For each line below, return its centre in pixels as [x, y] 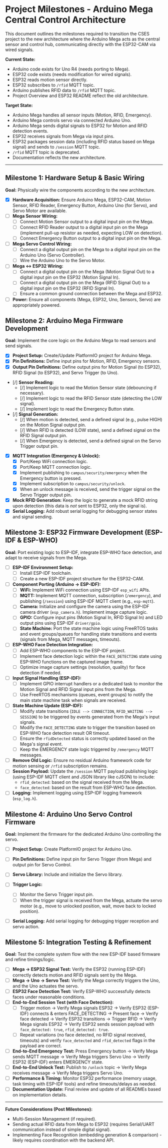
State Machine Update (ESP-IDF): [48, 705]
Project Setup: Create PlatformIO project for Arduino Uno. [72, 849]
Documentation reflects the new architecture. [59, 157]
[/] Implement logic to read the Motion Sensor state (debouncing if [88, 387]
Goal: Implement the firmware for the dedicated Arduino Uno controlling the [83, 834]
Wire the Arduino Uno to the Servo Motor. [63, 261]
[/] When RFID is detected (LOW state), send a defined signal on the [90, 430]
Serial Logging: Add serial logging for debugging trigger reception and [85, 921]
